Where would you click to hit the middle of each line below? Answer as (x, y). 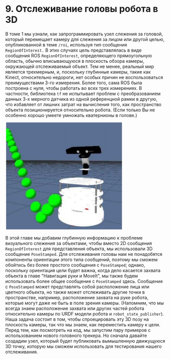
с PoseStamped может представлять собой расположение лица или (77, 286)
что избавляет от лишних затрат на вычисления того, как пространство (83, 104)
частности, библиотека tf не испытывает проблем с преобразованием (83, 93)
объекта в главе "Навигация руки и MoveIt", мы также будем (72, 276)
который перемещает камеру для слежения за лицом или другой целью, (85, 39)
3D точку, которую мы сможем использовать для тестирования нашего (83, 346)
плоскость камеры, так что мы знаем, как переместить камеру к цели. (83, 324)
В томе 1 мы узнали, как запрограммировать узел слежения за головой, (84, 34)
